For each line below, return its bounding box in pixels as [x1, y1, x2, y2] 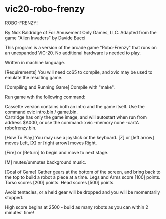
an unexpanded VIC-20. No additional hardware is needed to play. [5, 50, 141, 56]
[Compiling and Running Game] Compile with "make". [5, 84, 115, 90]
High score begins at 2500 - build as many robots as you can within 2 [5, 204, 148, 210]
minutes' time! [5, 209, 34, 215]
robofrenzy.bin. [5, 125, 37, 131]
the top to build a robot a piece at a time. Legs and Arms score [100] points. [5, 174, 161, 180]
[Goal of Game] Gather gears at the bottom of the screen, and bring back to [5, 169, 161, 175]
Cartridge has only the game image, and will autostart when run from [5, 114, 147, 120]
